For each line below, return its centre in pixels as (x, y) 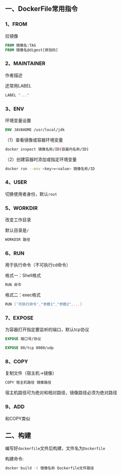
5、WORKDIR (21, 208)
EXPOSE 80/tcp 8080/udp (30, 348)
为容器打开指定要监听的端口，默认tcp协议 (47, 330)
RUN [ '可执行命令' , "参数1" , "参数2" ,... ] (44, 304)
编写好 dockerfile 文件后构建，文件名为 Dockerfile (55, 448)
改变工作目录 (18, 220)
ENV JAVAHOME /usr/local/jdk (35, 130)
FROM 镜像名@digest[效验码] (31, 50)
